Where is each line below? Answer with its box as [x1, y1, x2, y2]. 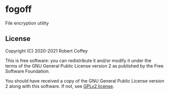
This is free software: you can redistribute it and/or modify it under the [5, 57, 152, 63]
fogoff [5, 3, 32, 15]
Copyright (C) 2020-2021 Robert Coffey [5, 47, 88, 53]
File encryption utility [5, 20, 49, 26]
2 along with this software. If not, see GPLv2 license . [5, 83, 115, 89]
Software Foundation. [5, 68, 50, 74]
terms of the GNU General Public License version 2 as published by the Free [5, 62, 164, 68]
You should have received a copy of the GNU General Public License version [5, 77, 164, 83]
